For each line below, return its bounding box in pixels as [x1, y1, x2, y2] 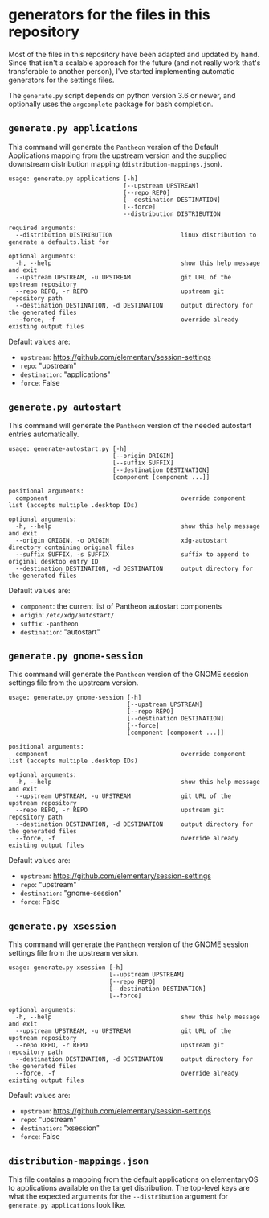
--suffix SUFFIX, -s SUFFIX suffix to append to [15, 550, 250, 559]
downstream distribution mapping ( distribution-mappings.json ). [8, 159, 222, 168]
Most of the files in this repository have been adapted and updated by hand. [8, 49, 260, 59]
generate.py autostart [8, 401, 122, 413]
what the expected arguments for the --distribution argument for [8, 1191, 229, 1201]
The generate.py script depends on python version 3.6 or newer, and [8, 90, 236, 100]
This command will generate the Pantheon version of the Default [8, 142, 219, 151]
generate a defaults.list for [8, 237, 110, 246]
